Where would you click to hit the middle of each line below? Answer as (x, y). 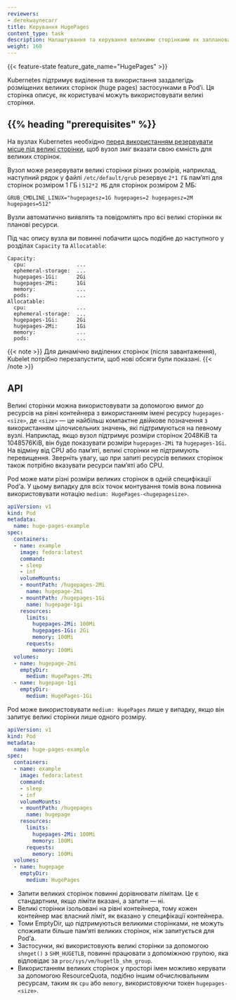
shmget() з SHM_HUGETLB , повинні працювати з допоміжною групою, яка (123, 953)
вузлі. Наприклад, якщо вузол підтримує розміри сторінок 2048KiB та (112, 435)
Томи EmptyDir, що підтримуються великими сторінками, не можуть (120, 923)
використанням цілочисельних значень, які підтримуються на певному (114, 428)
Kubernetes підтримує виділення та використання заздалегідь (100, 80)
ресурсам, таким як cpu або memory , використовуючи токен (106, 983)
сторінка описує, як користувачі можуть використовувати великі (105, 95)
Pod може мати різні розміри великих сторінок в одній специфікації (109, 479)
